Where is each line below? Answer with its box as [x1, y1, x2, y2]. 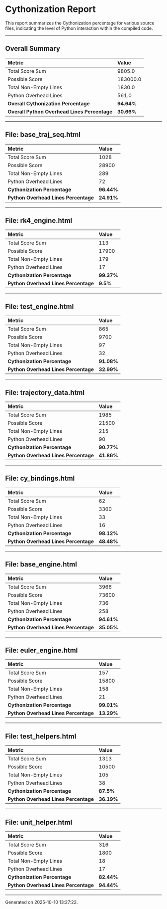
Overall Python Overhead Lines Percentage [7, 108, 113, 115]
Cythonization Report [5, 3, 96, 15]
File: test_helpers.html [5, 732, 77, 740]
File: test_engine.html [5, 302, 74, 311]
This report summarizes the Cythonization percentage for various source [5, 20, 155, 26]
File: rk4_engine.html [5, 216, 73, 225]
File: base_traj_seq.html [5, 131, 81, 139]
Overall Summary [5, 44, 61, 53]
